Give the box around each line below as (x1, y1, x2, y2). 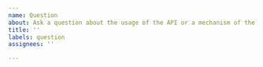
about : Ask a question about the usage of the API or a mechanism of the (8, 19, 256, 26)
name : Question (8, 11, 58, 19)
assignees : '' (8, 41, 55, 48)
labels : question (8, 33, 65, 41)
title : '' (8, 26, 41, 33)
